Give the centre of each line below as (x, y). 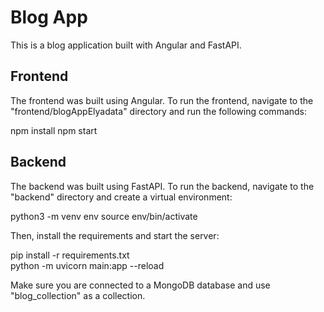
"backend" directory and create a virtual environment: (121, 197)
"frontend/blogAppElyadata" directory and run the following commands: (159, 111)
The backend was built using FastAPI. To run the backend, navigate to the (162, 186)
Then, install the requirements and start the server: (115, 235)
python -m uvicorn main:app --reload (87, 265)
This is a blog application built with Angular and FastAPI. (126, 45)
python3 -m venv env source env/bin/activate (104, 216)
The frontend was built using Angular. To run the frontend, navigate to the (162, 100)
